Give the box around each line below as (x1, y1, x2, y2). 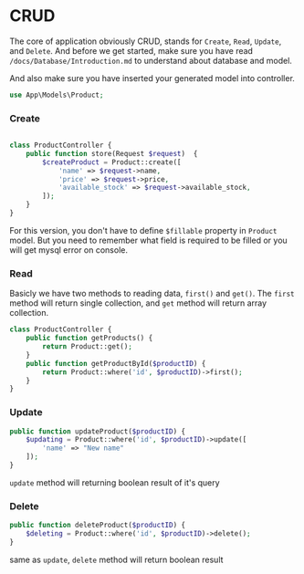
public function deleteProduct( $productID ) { (9, 521, 185, 530)
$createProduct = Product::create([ (42, 157, 182, 167)
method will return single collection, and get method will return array (9, 297, 267, 308)
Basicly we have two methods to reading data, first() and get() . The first (9, 288, 295, 299)
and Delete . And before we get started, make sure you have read (9, 45, 254, 56)
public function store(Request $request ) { (26, 149, 198, 158)
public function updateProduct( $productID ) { (9, 426, 185, 436)
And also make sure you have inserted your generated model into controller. (9, 72, 295, 83)
